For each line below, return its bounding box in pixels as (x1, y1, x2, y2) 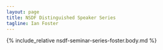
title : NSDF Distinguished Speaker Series (6, 15, 116, 21)
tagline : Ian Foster (6, 20, 59, 26)
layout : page (6, 9, 40, 15)
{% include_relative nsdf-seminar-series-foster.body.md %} (6, 37, 157, 45)
